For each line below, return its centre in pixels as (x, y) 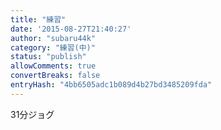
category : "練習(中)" (53, 47)
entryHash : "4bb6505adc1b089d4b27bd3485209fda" (111, 85)
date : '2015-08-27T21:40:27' (71, 29)
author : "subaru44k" (53, 38)
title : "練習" (38, 19)
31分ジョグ (32, 114)
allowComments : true (53, 66)
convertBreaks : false (55, 76)
